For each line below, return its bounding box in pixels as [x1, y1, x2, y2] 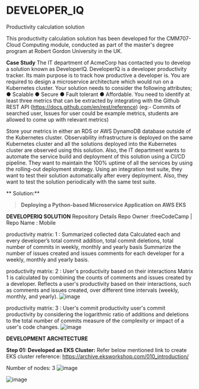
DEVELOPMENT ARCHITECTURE [6, 335, 88, 342]
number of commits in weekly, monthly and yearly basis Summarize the [6, 243, 181, 250]
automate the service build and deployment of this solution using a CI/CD [6, 153, 185, 160]
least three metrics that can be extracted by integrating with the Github [6, 97, 180, 104]
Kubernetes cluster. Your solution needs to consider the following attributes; [6, 84, 192, 91]
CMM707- [166, 35, 191, 42]
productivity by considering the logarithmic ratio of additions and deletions [6, 310, 189, 318]
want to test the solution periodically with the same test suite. [6, 178, 156, 185]
